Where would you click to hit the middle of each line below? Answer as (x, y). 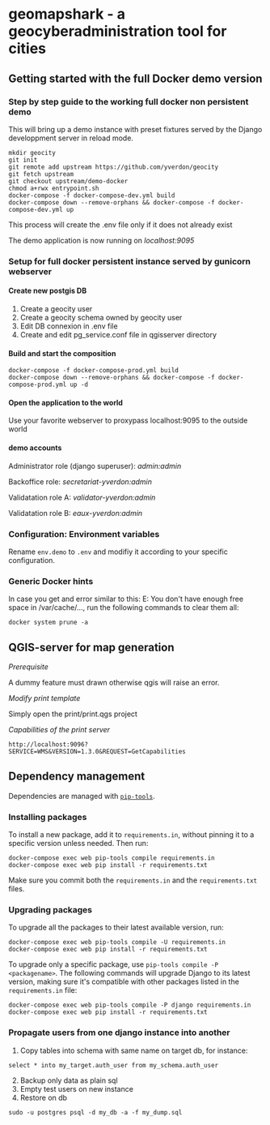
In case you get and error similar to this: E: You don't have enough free (126, 599)
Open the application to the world (66, 402)
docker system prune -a (49, 623)
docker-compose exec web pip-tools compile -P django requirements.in (130, 1005)
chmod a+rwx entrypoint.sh (54, 188)
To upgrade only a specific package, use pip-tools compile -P (114, 964)
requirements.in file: (43, 990)
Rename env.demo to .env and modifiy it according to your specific (118, 552)
